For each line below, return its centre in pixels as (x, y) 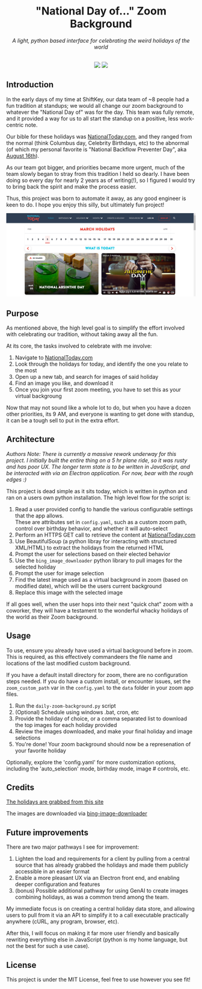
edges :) (17, 479)
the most (26, 370)
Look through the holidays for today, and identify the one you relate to (101, 364)
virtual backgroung (38, 396)
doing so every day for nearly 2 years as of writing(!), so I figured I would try (101, 180)
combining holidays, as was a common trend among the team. (92, 897)
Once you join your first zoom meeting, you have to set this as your (98, 390)
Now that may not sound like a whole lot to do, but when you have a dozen (99, 408)
